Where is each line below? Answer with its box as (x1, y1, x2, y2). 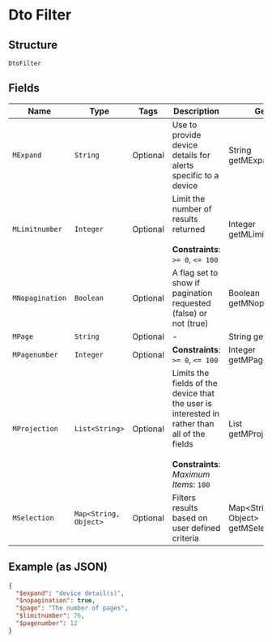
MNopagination (12, 293, 67, 302)
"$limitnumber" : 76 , (15, 612, 85, 620)
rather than (172, 417, 215, 429)
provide (172, 129, 202, 140)
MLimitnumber (12, 225, 63, 233)
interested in (172, 408, 220, 419)
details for (172, 149, 210, 160)
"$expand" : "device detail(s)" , (15, 589, 125, 597)
